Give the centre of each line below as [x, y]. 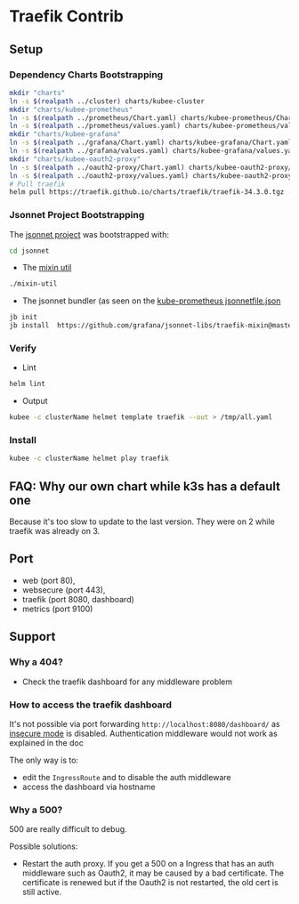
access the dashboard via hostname [89, 787]
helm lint [28, 384]
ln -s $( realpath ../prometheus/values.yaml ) [95, 126]
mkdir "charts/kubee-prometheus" [71, 109]
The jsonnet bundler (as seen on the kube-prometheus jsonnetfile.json [151, 301]
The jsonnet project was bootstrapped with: [89, 234]
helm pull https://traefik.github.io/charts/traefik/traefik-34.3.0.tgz [147, 192]
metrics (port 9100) [57, 609]
